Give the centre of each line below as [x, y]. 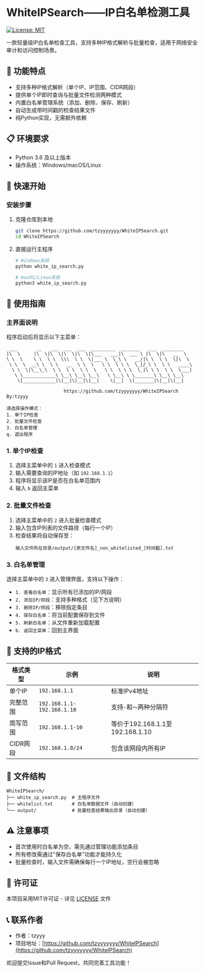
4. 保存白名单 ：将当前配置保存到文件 [60, 615]
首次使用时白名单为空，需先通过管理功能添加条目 [77, 846]
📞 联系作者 [25, 920]
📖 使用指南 [26, 303]
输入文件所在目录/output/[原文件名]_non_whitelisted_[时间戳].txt [94, 548]
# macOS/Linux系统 [38, 277]
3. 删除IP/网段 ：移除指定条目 [51, 607]
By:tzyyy [17, 397]
